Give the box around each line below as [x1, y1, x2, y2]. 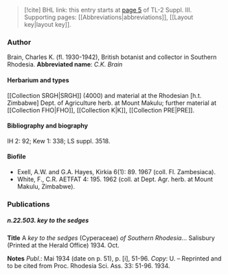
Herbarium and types [7, 75, 70, 84]
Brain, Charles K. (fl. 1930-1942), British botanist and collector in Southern [7, 53, 217, 61]
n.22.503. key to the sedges [7, 216, 89, 225]
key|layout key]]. [23, 21, 71, 28]
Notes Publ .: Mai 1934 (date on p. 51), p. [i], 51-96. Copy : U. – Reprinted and [7, 254, 222, 263]
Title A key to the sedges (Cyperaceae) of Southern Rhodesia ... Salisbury [7, 233, 215, 242]
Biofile [7, 152, 26, 160]
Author [7, 37, 32, 47]
